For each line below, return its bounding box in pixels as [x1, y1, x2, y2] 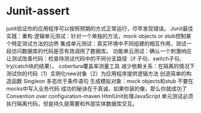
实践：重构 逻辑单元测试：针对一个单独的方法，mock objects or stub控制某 [6, 32, 191, 40]
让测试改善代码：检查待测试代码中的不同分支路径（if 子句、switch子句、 [6, 55, 185, 62]
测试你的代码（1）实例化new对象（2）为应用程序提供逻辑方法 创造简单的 [6, 70, 187, 77]
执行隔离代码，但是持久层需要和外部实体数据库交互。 [6, 100, 138, 107]
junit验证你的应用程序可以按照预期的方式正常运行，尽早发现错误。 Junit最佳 [6, 25, 194, 32]
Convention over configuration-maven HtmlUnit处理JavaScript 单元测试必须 [6, 92, 194, 100]
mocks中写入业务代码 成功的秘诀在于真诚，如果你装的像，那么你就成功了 [6, 85, 187, 92]
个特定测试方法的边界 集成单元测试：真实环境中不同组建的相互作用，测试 [6, 40, 187, 47]
